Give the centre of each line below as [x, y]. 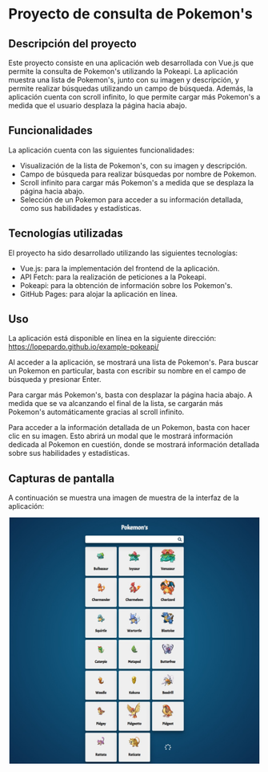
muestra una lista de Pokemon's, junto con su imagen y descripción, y [124, 80]
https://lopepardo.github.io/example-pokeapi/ [84, 347]
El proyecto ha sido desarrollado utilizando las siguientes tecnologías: [123, 253]
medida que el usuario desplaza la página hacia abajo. [98, 106]
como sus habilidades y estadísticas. [80, 208]
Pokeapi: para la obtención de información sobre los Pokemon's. [126, 285]
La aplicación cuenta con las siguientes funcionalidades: [101, 150]
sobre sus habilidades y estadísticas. [69, 453]
